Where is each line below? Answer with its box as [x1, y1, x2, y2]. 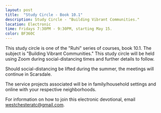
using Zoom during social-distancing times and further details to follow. [5, 56, 155, 62]
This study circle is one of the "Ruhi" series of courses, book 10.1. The [5, 45, 151, 51]
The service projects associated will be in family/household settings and [5, 81, 156, 87]
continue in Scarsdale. [5, 71, 52, 77]
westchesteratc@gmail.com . [5, 102, 65, 107]
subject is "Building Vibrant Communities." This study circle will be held [5, 50, 155, 56]
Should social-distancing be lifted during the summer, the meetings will [5, 66, 154, 72]
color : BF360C [5, 31, 36, 36]
